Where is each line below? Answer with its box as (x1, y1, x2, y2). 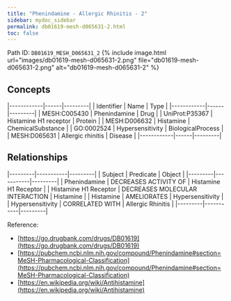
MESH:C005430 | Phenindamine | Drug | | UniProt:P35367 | (41, 109, 214, 118)
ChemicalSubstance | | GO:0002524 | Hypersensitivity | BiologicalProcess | (7, 124, 224, 133)
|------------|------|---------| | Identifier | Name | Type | (7, 102, 168, 111)
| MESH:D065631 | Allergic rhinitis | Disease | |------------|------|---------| (7, 131, 222, 140)
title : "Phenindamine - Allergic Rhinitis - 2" (7, 10, 148, 17)
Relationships (7, 152, 68, 163)
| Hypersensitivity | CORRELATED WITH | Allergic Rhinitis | (7, 200, 174, 208)
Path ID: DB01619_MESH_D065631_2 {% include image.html (7, 49, 167, 57)
